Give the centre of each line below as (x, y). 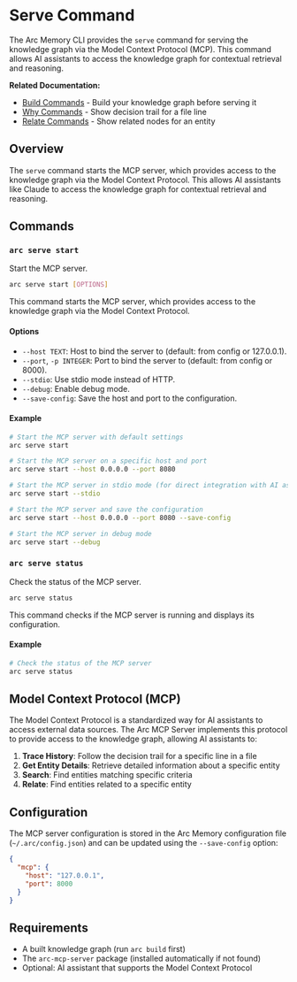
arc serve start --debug (55, 542)
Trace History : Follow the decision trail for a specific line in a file (140, 756)
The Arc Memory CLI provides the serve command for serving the (129, 40)
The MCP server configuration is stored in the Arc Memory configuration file (148, 833)
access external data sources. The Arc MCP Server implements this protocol (148, 730)
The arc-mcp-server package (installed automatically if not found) (141, 959)
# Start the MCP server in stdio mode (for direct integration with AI (144, 486)
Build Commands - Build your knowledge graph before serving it (139, 102)
